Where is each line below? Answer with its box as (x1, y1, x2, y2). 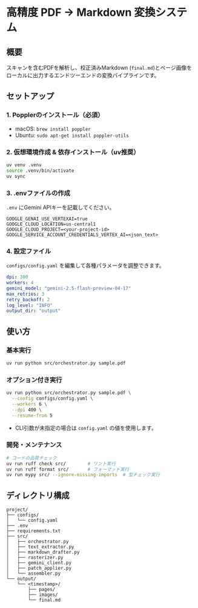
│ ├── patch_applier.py (6, 565, 71, 572)
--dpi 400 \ (12, 406, 42, 413)
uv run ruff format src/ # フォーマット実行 (6, 466, 130, 473)
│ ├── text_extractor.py (6, 544, 74, 550)
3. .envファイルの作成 (6, 189, 71, 197)
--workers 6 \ (12, 401, 47, 407)
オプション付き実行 (6, 375, 62, 384)
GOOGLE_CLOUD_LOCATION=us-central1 (6, 221, 96, 227)
